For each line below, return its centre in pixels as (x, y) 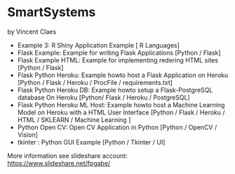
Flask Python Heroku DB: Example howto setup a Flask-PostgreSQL (115, 90)
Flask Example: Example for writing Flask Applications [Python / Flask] (119, 53)
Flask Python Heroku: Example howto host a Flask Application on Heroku (123, 75)
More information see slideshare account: (67, 156)
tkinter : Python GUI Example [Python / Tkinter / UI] (91, 142)
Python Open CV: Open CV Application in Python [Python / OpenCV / (117, 127)
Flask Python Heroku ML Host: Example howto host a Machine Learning (121, 105)
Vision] (28, 135)
